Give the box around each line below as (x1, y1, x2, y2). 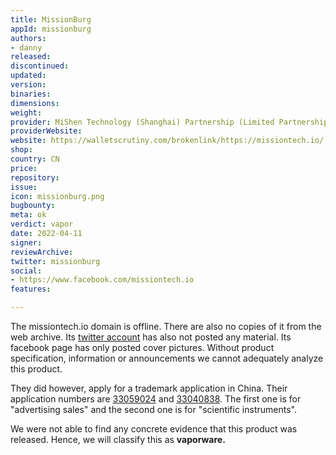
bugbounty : (10, 201, 56, 211)
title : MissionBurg (10, 14, 92, 25)
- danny (10, 42, 43, 53)
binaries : (10, 89, 52, 99)
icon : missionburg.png (10, 191, 105, 201)
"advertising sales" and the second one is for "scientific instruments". (10, 404, 297, 415)
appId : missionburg (10, 24, 92, 34)
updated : (10, 71, 47, 81)
